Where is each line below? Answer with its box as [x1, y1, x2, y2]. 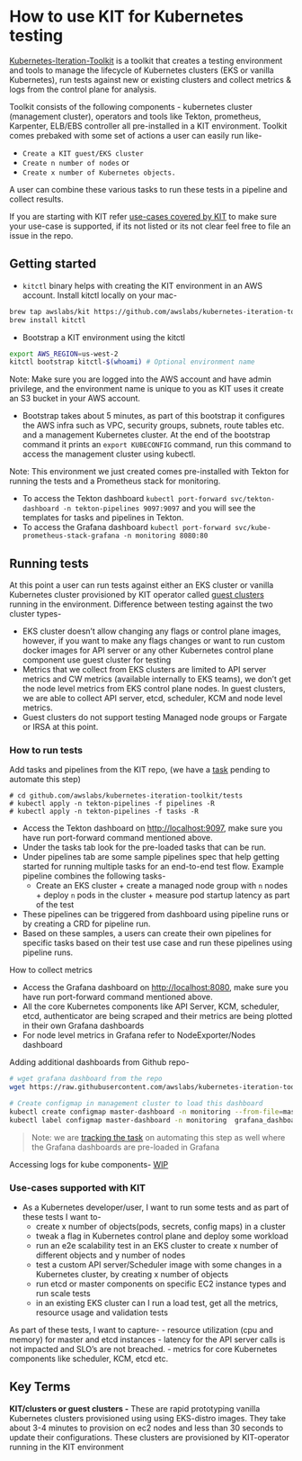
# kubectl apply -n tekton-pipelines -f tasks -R [9, 807, 200, 816]
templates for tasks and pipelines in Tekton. [22, 512, 184, 523]
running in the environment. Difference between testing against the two [9, 599, 274, 609]
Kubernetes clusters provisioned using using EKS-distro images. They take [9, 1412, 286, 1423]
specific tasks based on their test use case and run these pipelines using [22, 938, 293, 949]
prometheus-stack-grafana [22, 531, 120, 541]
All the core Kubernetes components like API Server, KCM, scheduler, [22, 1001, 280, 1012]
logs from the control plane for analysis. [9, 84, 157, 95]
